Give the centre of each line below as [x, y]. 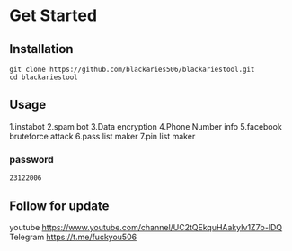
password [31, 159]
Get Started [53, 16]
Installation [41, 49]
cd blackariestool [44, 77]
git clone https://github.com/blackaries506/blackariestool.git [132, 69]
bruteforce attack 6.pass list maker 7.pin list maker [102, 136]
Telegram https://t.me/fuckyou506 [73, 237]
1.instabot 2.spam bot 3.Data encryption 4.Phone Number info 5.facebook [146, 126]
